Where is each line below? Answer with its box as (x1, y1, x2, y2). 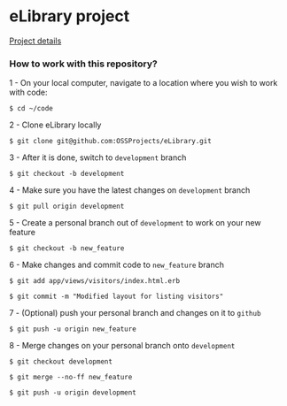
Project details (9, 35, 62, 46)
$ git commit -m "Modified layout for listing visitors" (9, 292, 224, 302)
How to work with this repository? (9, 57, 158, 70)
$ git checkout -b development (9, 170, 125, 179)
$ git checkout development (9, 357, 113, 366)
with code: (9, 87, 48, 98)
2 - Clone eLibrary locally (9, 119, 102, 130)
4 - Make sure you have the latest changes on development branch (9, 185, 251, 195)
